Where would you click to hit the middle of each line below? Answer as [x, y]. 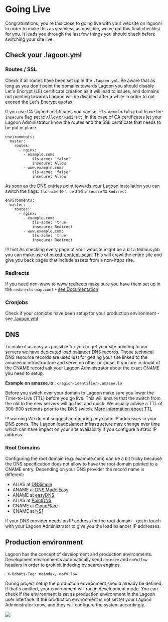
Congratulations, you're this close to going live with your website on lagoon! [83, 23]
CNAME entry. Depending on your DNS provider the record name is [75, 470]
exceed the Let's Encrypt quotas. [39, 102]
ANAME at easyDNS [33, 495]
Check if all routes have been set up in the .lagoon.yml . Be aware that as [80, 80]
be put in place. [21, 127]
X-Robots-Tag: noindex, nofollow [42, 574]
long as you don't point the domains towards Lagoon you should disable [80, 86]
